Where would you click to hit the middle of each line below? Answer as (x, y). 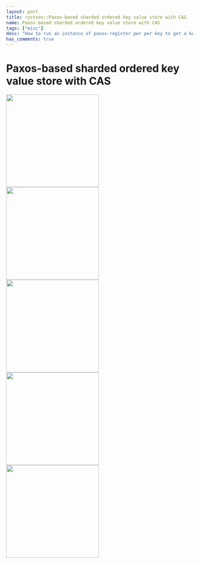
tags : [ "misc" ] (25, 28)
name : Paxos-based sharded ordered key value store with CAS (83, 23)
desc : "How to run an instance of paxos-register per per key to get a (96, 34)
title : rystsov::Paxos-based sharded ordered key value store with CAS (96, 17)
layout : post (22, 12)
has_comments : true (30, 39)
